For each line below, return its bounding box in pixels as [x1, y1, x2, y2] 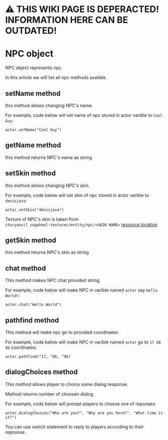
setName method [5, 89, 61, 98]
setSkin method [5, 169, 56, 177]
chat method [5, 264, 46, 273]
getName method [5, 141, 61, 150]
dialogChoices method [5, 368, 78, 376]
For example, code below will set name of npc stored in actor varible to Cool [5, 112, 162, 118]
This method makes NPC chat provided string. [5, 277, 101, 283]
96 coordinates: [5, 344, 37, 350]
